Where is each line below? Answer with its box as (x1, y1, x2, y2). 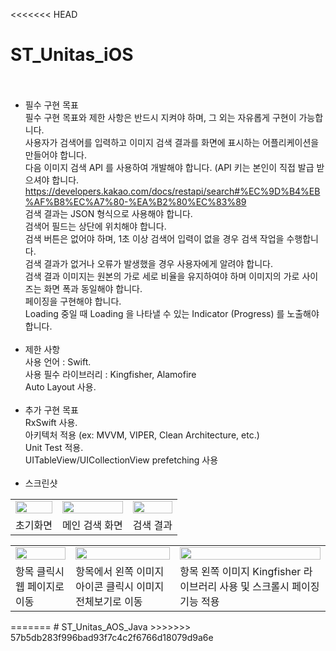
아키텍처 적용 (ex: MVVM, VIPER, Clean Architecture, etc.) (24, 429, 260, 441)
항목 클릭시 (15, 564, 65, 578)
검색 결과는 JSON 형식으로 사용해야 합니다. (24, 207, 193, 219)
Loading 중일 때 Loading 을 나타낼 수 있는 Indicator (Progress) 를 (24, 307, 285, 319)
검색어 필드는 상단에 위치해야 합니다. (24, 220, 167, 232)
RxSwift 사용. (24, 416, 78, 428)
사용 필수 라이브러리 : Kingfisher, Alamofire (24, 368, 197, 380)
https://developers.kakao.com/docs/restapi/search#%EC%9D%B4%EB (24, 185, 321, 197)
